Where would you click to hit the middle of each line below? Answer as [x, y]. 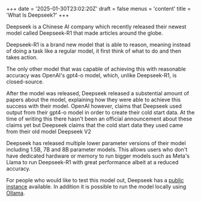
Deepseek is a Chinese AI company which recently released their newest [96, 27]
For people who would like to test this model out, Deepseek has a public [95, 180]
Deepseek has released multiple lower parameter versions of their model [96, 143]
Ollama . [16, 193]
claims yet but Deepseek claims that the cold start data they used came [95, 125]
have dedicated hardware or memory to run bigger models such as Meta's [98, 156]
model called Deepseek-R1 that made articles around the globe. [85, 33]
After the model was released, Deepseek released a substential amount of [98, 93]
